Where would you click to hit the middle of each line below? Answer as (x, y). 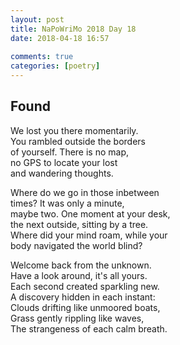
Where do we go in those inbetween (85, 192)
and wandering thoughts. (62, 173)
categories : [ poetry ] (55, 66)
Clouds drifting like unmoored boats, (85, 307)
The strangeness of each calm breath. (89, 328)
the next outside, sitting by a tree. (79, 224)
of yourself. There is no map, (70, 152)
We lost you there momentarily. (74, 130)
